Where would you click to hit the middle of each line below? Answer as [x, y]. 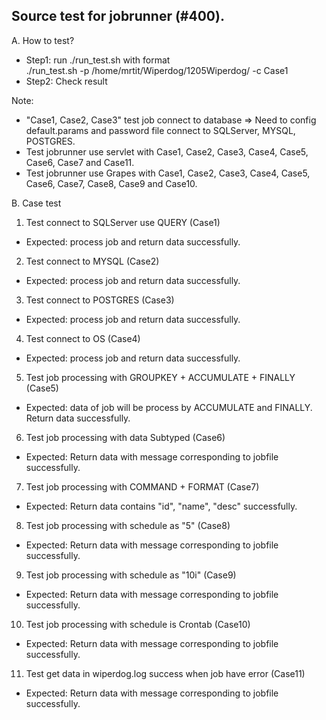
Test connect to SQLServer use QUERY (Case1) [123, 222]
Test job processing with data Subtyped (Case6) [125, 437]
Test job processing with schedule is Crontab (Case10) [138, 624]
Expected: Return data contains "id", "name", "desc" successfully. [161, 506]
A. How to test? [43, 40]
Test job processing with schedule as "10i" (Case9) [131, 575]
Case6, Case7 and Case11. [80, 162]
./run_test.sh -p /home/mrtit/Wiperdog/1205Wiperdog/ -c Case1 [157, 70]
